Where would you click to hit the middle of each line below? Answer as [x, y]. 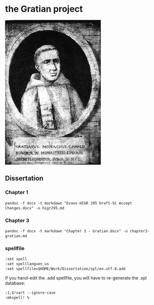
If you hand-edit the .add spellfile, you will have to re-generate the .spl [76, 278]
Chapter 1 [17, 192]
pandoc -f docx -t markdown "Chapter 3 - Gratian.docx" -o [66, 231]
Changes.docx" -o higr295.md [35, 208]
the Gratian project [44, 9]
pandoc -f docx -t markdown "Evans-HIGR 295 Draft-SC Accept [69, 203]
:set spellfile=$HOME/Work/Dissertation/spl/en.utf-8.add [65, 269]
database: [15, 283]
